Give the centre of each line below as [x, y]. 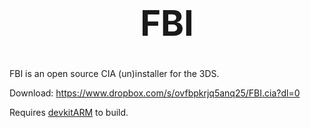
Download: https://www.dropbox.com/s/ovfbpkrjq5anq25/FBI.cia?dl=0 [155, 93]
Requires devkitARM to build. [69, 112]
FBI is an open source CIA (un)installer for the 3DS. [114, 73]
